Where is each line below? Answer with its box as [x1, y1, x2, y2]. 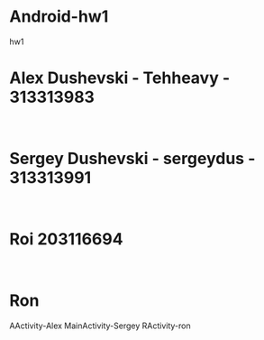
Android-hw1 [9, 6, 109, 27]
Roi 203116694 [9, 229, 123, 249]
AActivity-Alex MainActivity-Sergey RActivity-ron [9, 320, 191, 331]
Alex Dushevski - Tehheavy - [9, 68, 231, 88]
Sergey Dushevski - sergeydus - [9, 149, 256, 169]
